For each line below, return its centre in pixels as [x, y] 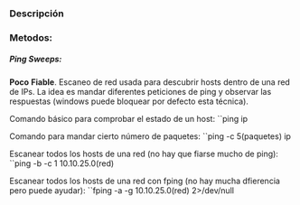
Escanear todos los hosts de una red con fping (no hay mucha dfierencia [145, 181]
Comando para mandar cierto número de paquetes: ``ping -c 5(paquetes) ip [150, 136]
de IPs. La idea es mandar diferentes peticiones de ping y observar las [141, 91]
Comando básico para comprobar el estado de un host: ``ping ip [129, 118]
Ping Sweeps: [36, 59]
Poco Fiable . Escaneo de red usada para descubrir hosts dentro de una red [150, 82]
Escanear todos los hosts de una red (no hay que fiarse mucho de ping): [144, 154]
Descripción [37, 14]
